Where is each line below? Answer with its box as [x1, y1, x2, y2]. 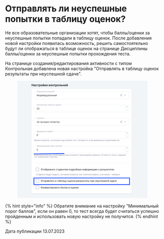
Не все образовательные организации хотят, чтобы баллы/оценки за [5, 30, 150, 36]
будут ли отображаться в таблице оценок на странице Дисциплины [5, 45, 148, 51]
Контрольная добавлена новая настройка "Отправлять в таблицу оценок [5, 65, 159, 72]
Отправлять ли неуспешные [5, 3, 127, 14]
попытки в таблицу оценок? [5, 13, 126, 25]
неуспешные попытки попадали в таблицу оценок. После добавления [5, 35, 152, 41]
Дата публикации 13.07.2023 [5, 228, 65, 235]
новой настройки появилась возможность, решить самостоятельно [5, 40, 148, 46]
